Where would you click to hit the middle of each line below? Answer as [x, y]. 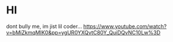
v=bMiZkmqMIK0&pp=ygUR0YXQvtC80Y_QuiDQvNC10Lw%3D [83, 32]
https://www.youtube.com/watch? [125, 26]
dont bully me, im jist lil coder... [44, 26]
